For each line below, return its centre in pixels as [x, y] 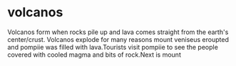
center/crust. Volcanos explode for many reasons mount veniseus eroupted [118, 39]
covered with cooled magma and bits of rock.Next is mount [94, 55]
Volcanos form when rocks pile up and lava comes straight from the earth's [118, 32]
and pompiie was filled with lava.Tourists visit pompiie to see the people [113, 47]
